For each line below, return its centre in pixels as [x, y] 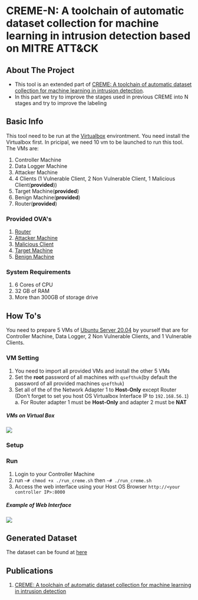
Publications [30, 571]
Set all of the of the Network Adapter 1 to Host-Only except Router [95, 390]
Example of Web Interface [39, 505]
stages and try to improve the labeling [61, 103]
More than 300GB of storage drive [56, 297]
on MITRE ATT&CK [52, 49]
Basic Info [25, 122]
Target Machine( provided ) [47, 191]
